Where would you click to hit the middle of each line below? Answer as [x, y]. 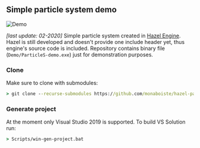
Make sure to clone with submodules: [52, 83]
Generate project [31, 109]
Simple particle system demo [62, 10]
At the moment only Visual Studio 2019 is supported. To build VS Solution [96, 122]
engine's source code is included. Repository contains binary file [86, 48]
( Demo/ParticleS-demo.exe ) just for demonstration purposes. [80, 54]
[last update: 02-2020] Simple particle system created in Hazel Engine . [93, 36]
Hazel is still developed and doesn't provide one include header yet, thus [96, 42]
